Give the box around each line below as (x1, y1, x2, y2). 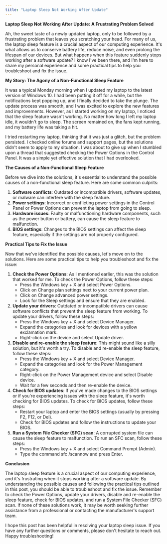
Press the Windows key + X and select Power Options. (19, 281, 132, 287)
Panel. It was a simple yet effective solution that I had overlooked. (5, 155, 140, 161)
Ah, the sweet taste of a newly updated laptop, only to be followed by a (5, 30, 151, 36)
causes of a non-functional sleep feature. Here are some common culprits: (5, 179, 159, 185)
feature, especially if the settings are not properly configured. (12, 231, 139, 237)
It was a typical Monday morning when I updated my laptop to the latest (5, 87, 153, 93)
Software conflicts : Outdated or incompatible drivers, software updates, (12, 189, 162, 195)
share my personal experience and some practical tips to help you (5, 62, 141, 68)
